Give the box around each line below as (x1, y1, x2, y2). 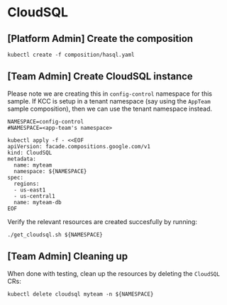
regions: (13, 180, 40, 187)
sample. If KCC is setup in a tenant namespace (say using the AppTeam (7, 96, 211, 105)
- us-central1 (13, 192, 55, 199)
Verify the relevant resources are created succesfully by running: (7, 217, 197, 226)
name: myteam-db (13, 199, 62, 206)
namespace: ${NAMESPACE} (13, 167, 87, 174)
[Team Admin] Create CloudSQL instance (7, 70, 193, 82)
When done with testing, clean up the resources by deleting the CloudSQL (7, 269, 220, 277)
